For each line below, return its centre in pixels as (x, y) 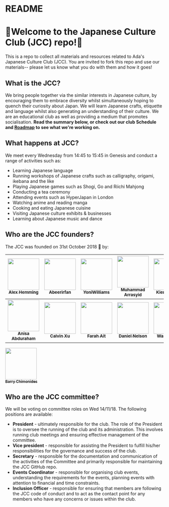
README (24, 9)
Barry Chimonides (21, 382)
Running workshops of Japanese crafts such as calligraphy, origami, (83, 176)
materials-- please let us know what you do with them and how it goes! (79, 67)
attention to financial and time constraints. (56, 483)
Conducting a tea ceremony (41, 192)
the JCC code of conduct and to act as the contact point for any (79, 494)
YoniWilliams (96, 292)
